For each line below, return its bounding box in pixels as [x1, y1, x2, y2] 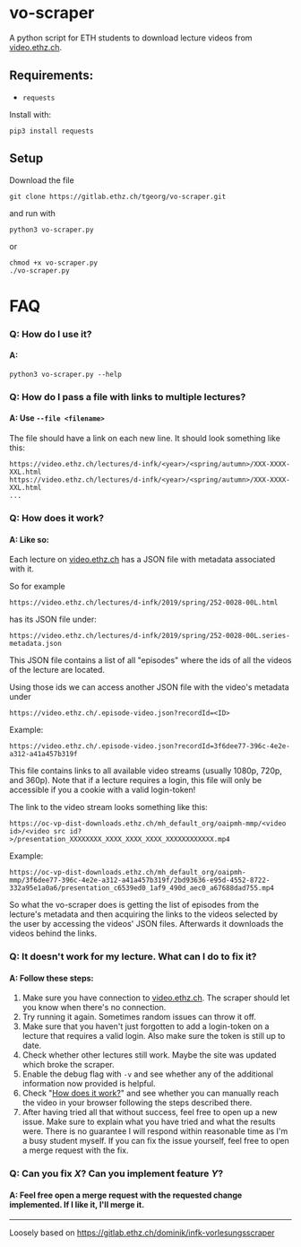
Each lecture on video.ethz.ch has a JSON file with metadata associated [9, 554, 276, 565]
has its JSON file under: [9, 614, 97, 625]
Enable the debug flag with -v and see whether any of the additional [21, 1068, 274, 1079]
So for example [9, 581, 65, 592]
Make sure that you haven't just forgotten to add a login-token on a [21, 1021, 270, 1032]
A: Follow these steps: [9, 972, 94, 983]
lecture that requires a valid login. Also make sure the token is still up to [21, 1031, 286, 1042]
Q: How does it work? [9, 511, 105, 524]
